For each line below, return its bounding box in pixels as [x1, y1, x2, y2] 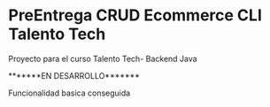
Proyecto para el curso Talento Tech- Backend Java [8, 53, 197, 64]
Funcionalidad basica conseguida [8, 88, 131, 98]
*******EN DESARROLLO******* [8, 70, 141, 80]
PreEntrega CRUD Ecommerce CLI [8, 5, 263, 26]
